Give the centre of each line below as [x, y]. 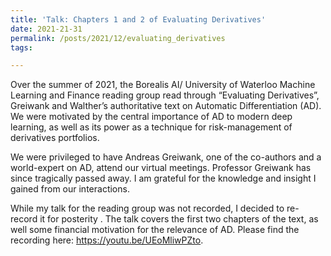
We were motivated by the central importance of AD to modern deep [151, 117]
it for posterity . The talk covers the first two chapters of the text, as [179, 219]
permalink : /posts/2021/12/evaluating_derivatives [118, 38]
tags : [21, 47]
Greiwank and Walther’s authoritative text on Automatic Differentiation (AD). [166, 106]
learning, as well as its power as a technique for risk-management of [151, 127]
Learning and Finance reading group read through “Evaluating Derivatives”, [165, 95]
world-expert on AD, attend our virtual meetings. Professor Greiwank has [161, 168]
